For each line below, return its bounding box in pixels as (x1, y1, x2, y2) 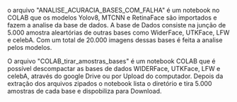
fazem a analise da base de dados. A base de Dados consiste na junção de (7, 21, 226, 29)
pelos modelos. (7, 44, 52, 51)
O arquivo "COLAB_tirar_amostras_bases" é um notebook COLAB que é (7, 57, 216, 65)
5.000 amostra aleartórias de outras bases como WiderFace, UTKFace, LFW (7, 28, 230, 37)
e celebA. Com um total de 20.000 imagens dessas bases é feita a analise (7, 36, 223, 44)
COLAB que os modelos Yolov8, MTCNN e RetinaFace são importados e (7, 13, 217, 22)
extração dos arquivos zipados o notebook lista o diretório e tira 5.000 (7, 79, 212, 87)
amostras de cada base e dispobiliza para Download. (7, 87, 162, 95)
